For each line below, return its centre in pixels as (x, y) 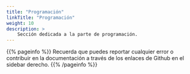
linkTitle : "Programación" (41, 18)
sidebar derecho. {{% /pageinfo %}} (52, 65)
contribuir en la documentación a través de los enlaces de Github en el (95, 58)
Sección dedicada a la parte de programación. (78, 35)
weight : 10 (20, 23)
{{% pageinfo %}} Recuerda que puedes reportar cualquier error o (90, 52)
